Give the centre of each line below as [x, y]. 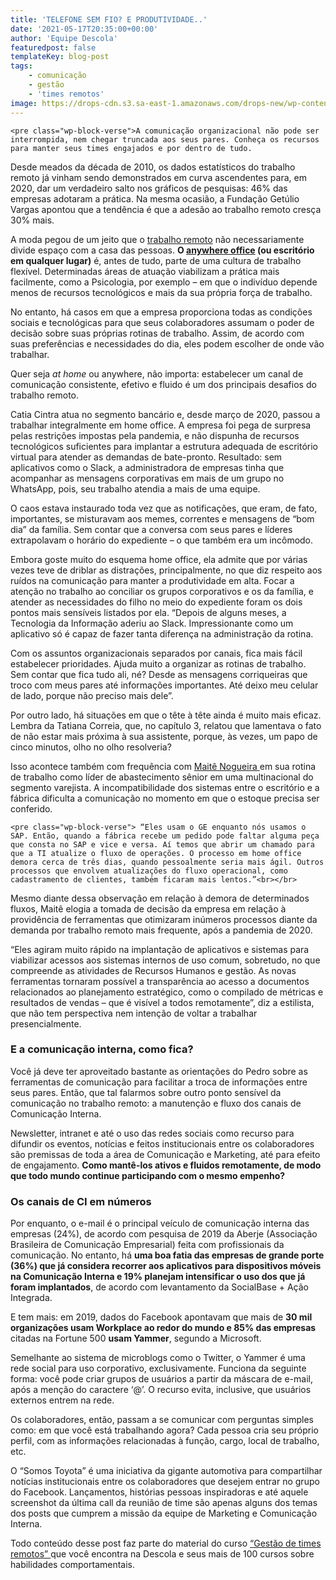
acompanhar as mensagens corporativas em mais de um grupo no [147, 478]
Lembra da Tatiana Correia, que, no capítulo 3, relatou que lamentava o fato [166, 725]
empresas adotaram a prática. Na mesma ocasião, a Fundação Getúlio [155, 198]
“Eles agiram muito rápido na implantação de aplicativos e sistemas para [160, 949]
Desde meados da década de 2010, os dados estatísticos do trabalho [153, 167]
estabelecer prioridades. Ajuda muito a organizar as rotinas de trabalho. [158, 663]
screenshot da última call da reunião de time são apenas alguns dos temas [164, 1503]
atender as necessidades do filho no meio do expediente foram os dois [156, 602]
